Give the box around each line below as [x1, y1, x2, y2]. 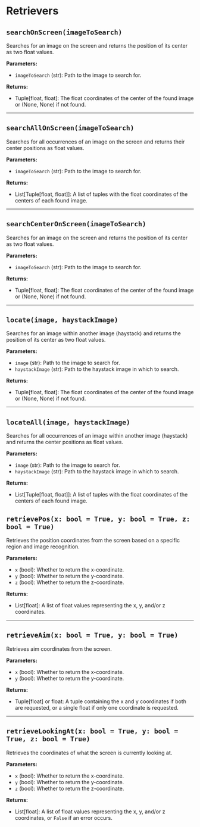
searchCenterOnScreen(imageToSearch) [6, 220, 146, 229]
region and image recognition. [6, 543, 80, 550]
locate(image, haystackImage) [6, 316, 118, 324]
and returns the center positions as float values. [6, 439, 124, 446]
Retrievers [6, 4, 59, 18]
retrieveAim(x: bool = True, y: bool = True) [6, 631, 179, 639]
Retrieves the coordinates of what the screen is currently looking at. [6, 749, 173, 756]
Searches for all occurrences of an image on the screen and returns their [6, 138, 185, 145]
